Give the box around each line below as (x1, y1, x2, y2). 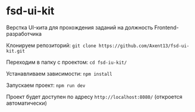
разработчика (6, 30, 42, 37)
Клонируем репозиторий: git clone (6, 42, 96, 49)
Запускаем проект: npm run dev (6, 82, 86, 89)
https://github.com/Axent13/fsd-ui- (99, 43, 190, 49)
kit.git (6, 48, 26, 54)
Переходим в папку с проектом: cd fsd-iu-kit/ (6, 58, 127, 66)
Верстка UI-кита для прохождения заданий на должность (6, 24, 153, 31)
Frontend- (154, 24, 180, 31)
